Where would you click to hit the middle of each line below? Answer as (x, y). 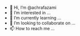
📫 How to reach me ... (32, 28)
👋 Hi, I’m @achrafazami (33, 8)
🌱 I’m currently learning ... (35, 18)
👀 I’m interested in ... (30, 13)
